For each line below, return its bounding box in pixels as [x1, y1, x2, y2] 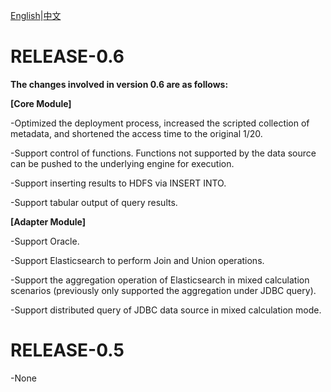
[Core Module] [10, 97, 72, 109]
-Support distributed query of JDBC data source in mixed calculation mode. [10, 304, 322, 316]
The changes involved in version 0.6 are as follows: [10, 78, 229, 90]
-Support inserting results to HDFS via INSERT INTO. [10, 177, 227, 189]
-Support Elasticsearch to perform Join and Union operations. [10, 254, 265, 266]
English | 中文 [10, 10, 62, 21]
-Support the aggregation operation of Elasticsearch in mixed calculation [10, 274, 310, 286]
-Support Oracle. [10, 235, 80, 247]
